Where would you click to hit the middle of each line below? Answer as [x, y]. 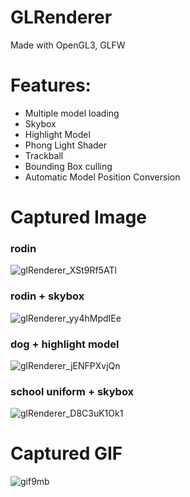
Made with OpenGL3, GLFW [68, 45]
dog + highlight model [65, 344]
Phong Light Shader [66, 145]
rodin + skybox [47, 296]
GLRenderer [61, 17]
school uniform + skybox [72, 391]
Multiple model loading [72, 113]
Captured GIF [66, 453]
